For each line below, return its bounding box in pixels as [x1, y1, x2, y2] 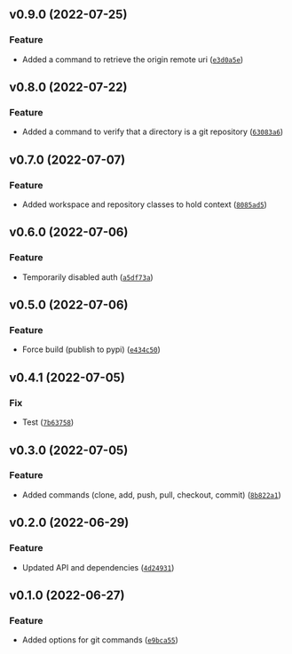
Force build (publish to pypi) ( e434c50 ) [21, 344, 162, 355]
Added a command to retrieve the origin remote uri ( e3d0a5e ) [21, 53, 244, 65]
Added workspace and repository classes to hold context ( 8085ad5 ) [21, 199, 268, 210]
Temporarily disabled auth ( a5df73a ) [21, 271, 154, 283]
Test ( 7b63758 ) [21, 417, 75, 427]
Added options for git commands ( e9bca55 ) [21, 634, 179, 645]
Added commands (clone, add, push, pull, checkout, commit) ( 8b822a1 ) [21, 489, 281, 500]
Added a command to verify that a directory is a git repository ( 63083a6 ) [21, 126, 284, 137]
